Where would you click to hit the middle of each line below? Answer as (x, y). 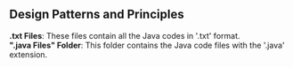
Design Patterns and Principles (97, 15)
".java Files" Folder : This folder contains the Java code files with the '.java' (147, 45)
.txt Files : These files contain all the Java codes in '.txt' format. (125, 35)
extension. (28, 54)
